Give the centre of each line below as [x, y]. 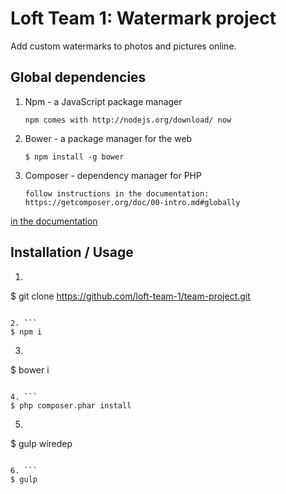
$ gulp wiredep [41, 443]
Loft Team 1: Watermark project [143, 18]
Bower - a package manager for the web [108, 138]
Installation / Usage [72, 252]
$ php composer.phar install [71, 405]
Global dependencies [78, 77]
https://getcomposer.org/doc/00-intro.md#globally [132, 202]
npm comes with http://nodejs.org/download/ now [128, 120]
